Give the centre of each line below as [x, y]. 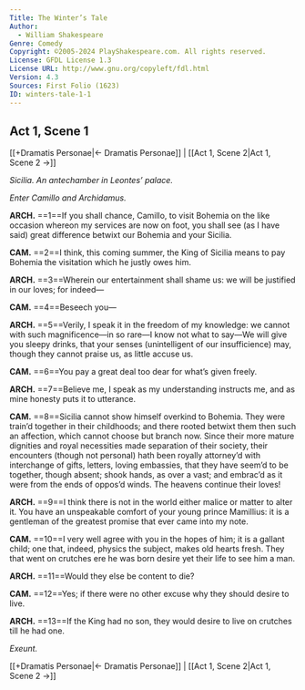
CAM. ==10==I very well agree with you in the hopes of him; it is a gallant [147, 540]
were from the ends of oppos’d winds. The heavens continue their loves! [145, 485]
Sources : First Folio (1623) [65, 86]
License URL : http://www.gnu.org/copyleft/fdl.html [109, 69]
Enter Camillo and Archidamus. [68, 198]
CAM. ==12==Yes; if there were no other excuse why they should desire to [149, 594]
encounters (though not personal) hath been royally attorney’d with [135, 456]
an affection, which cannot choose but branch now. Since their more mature [152, 436]
